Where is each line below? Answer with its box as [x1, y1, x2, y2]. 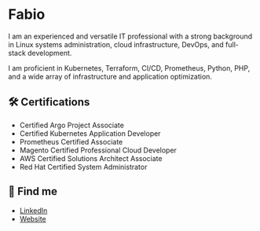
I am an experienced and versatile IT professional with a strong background [8, 31, 253, 41]
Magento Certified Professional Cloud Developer [19, 145, 177, 155]
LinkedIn [19, 206, 48, 215]
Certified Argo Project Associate [19, 120, 124, 130]
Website [19, 214, 47, 223]
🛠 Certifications [8, 96, 90, 109]
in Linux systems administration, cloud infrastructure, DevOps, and [8, 39, 224, 49]
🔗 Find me [8, 185, 57, 198]
